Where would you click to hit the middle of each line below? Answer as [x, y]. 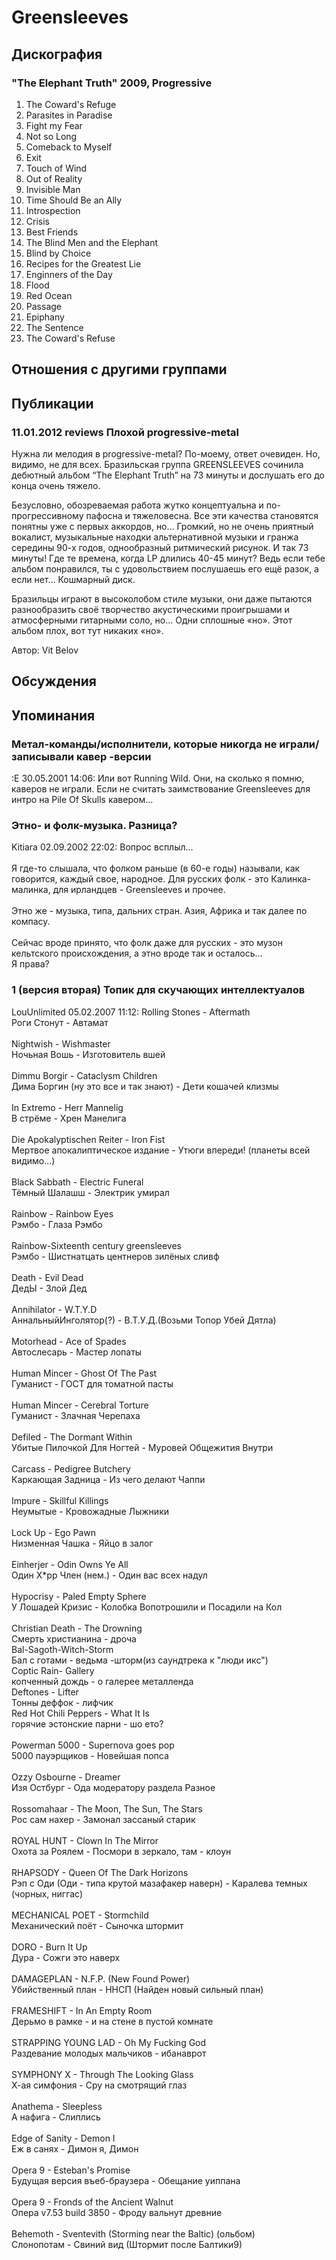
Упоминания [53, 715]
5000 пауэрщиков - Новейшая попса [90, 1755]
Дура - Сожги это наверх [66, 1957]
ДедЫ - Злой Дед [49, 1288]
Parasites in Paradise [69, 115]
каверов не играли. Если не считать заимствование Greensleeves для [161, 789]
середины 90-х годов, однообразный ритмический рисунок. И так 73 [160, 547]
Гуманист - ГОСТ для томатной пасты [92, 1383]
